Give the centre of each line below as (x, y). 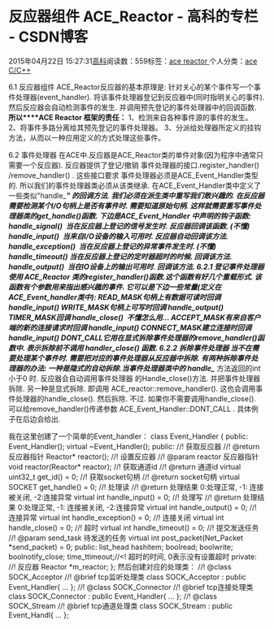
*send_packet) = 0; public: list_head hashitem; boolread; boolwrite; (121, 547)
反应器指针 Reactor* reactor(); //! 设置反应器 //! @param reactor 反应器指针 (134, 457)
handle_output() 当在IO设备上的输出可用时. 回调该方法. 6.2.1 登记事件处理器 (136, 266)
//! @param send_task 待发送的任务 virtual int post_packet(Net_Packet (126, 538)
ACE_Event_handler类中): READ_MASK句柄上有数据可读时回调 (115, 297)
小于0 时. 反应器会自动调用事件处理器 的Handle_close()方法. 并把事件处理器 (135, 378)
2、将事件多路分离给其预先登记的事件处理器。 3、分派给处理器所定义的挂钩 (135, 128)
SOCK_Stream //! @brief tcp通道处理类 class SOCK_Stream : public (121, 605)
